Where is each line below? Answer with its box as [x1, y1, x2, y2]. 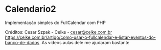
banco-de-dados [5, 39, 40, 45]
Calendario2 [5, 3, 56, 15]
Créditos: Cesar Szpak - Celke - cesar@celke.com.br [5, 29, 113, 35]
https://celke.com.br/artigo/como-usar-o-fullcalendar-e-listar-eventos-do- [5, 34, 156, 40]
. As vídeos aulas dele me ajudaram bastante [39, 39, 130, 45]
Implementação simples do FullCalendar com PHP [5, 20, 106, 25]
